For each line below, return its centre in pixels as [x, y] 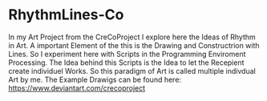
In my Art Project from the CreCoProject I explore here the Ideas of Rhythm [132, 37]
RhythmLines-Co [66, 15]
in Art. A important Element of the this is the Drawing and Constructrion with [134, 45]
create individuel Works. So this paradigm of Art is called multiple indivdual [132, 71]
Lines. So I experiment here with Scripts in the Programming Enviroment [127, 54]
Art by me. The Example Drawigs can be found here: [95, 79]
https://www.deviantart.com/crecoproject [77, 88]
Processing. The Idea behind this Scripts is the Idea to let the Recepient [126, 63]
